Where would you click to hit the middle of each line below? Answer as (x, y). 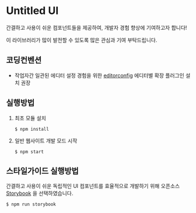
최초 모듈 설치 (30, 118)
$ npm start (29, 152)
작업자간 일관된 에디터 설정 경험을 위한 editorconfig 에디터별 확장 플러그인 (99, 75)
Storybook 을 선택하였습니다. (40, 193)
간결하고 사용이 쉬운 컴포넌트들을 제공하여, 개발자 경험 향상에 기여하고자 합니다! (97, 27)
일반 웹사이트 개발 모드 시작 (46, 141)
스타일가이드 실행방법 (42, 171)
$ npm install (32, 129)
